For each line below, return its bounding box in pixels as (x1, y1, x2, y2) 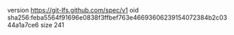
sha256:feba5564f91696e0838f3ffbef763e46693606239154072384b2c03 (7, 13, 228, 22)
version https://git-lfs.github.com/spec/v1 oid (7, 6, 139, 14)
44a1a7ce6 (7, 21, 40, 29)
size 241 (40, 21, 65, 29)
